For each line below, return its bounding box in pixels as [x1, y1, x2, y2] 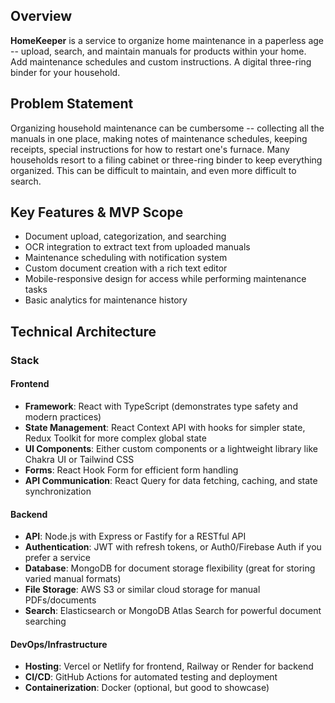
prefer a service [24, 552, 91, 564]
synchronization [24, 485, 92, 497]
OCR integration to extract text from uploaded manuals [24, 241, 251, 253]
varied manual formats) [24, 573, 122, 585]
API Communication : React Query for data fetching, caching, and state [24, 474, 318, 486]
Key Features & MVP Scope [10, 204, 184, 221]
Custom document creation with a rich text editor [24, 262, 228, 274]
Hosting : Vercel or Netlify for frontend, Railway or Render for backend [24, 660, 314, 673]
